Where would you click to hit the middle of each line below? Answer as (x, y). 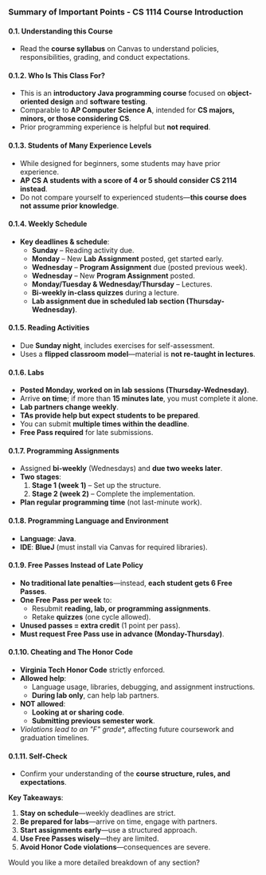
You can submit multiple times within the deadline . (104, 424)
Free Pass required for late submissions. (86, 433)
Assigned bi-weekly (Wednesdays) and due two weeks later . (121, 469)
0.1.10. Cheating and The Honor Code (71, 652)
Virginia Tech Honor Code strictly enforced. (92, 670)
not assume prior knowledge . (69, 205)
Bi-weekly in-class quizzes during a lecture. (105, 292)
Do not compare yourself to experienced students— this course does (133, 197)
